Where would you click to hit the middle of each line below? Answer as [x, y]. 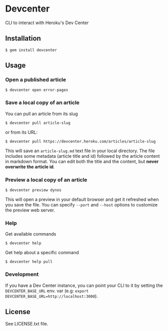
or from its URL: [21, 132]
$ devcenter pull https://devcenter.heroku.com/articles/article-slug [80, 141]
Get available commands [31, 234]
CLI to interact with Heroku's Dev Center [47, 23]
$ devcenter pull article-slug [38, 123]
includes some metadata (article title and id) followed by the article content [82, 156]
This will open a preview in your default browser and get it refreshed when [82, 199]
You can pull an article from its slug [42, 114]
